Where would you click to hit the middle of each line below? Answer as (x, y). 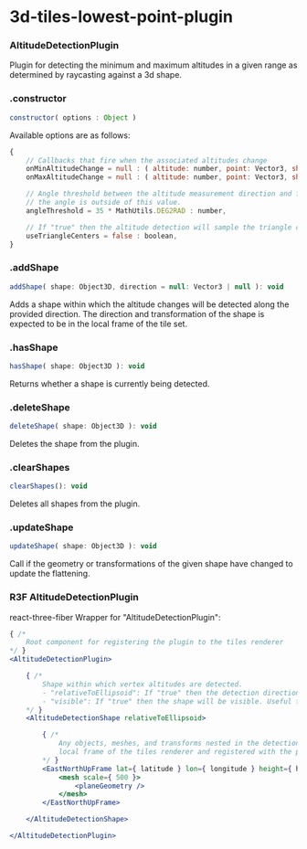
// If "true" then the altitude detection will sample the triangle (159, 227)
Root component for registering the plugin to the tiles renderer (155, 642)
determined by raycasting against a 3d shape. (96, 75)
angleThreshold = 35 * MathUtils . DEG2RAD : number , (126, 211)
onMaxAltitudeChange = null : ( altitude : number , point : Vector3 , (157, 177)
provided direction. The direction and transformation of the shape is (137, 313)
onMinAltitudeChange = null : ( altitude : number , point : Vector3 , (157, 169)
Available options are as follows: (70, 135)
